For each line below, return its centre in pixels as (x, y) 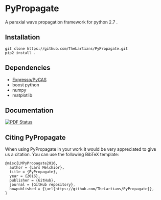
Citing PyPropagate (35, 137)
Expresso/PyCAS (29, 80)
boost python (25, 85)
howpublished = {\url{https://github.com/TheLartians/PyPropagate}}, (82, 189)
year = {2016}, (25, 176)
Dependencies (28, 68)
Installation (23, 37)
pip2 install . (21, 53)
